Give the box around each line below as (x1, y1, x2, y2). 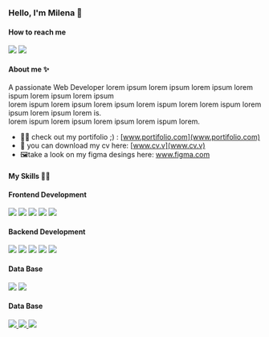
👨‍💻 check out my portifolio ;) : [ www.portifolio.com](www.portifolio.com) (19, 132, 261, 142)
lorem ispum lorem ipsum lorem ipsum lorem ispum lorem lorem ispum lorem (8, 99, 262, 109)
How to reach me (8, 27, 67, 37)
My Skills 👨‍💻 (8, 171, 51, 181)
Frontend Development (8, 189, 87, 199)
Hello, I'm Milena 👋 (8, 7, 83, 18)
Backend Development (8, 226, 86, 236)
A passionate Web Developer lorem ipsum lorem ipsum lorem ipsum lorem (8, 83, 253, 92)
